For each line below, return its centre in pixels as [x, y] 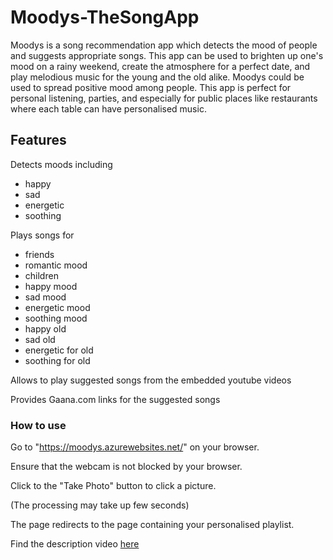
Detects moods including [61, 164]
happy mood [51, 286]
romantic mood [56, 265]
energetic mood [57, 307]
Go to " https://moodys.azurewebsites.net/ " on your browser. [135, 447]
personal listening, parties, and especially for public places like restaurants [164, 98]
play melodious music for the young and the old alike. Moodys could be [157, 77]
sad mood [45, 297]
